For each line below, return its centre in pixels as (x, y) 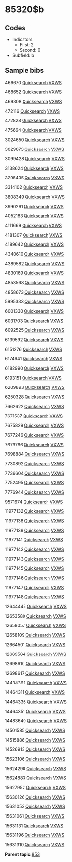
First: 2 (26, 45)
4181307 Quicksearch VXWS (34, 235)
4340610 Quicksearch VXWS (35, 254)
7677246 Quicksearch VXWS (35, 435)
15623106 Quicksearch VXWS (35, 759)
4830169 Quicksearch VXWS (35, 273)
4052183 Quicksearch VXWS (34, 216)
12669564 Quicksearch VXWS (36, 654)
